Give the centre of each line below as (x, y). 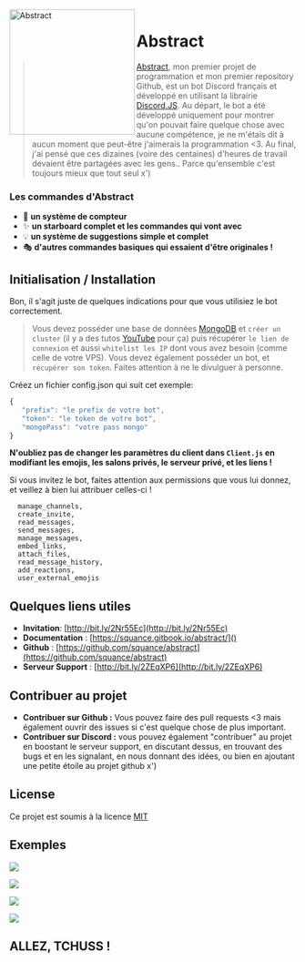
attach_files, (44, 555)
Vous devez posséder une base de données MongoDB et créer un (156, 329)
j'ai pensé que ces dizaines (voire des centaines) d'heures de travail (159, 153)
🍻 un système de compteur (75, 217)
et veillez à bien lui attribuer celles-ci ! (81, 490)
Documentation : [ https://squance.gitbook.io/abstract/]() (129, 638)
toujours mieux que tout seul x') (91, 173)
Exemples (38, 845)
